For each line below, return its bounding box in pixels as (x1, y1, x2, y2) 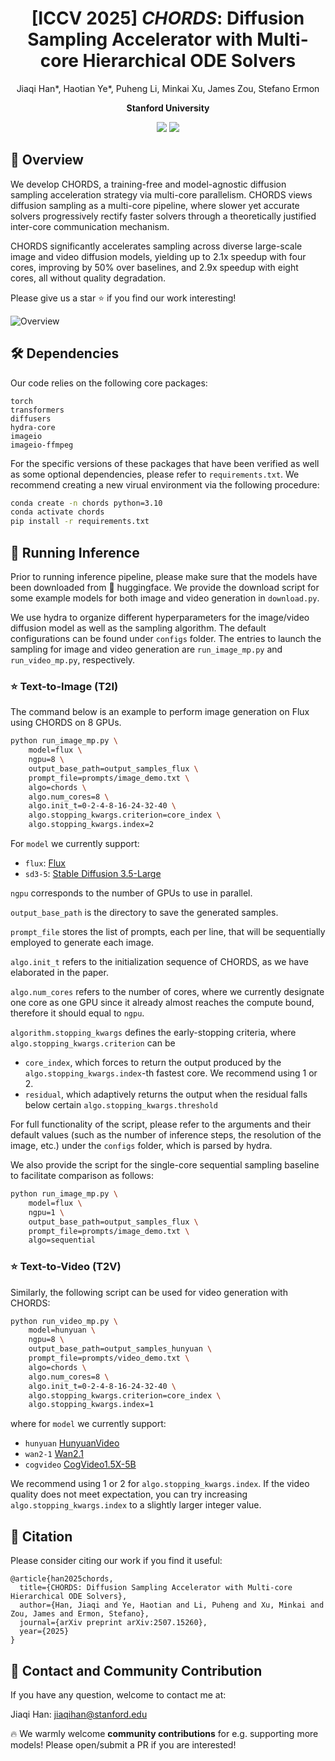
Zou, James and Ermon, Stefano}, (10, 1609, 150, 1619)
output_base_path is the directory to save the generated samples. (10, 907, 279, 919)
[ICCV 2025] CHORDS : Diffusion (31, 7, 305, 30)
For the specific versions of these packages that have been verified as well (10, 457, 320, 469)
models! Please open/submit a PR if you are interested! (10, 1738, 237, 1751)
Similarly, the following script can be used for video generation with (10, 1286, 288, 1298)
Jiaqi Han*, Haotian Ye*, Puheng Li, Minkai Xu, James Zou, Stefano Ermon (16, 82, 320, 94)
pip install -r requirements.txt (10, 517, 150, 527)
